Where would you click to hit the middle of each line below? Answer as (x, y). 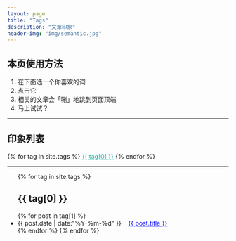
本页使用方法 (35, 64)
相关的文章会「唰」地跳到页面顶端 (67, 100)
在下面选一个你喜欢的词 (51, 82)
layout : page (26, 14)
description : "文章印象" (41, 27)
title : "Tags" (28, 20)
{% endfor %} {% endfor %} (58, 230)
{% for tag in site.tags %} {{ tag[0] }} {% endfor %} (81, 156)
